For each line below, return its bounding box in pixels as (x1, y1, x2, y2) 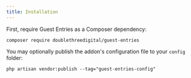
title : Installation (6, 8, 59, 15)
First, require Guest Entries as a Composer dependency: (6, 25, 147, 33)
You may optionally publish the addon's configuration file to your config (6, 48, 186, 55)
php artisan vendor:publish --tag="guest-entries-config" (6, 66, 156, 72)
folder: (6, 54, 23, 61)
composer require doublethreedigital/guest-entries (6, 37, 139, 43)
